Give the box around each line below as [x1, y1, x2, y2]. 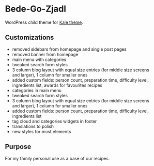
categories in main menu [12, 87, 62, 93]
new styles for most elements [12, 128, 71, 134]
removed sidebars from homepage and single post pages [12, 46, 127, 52]
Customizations [5, 33, 54, 42]
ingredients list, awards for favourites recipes [12, 82, 103, 88]
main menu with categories [12, 57, 67, 62]
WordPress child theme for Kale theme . [5, 19, 83, 25]
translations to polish [12, 123, 54, 129]
